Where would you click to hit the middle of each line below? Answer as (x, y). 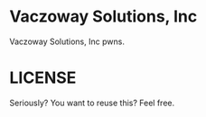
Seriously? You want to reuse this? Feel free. (92, 103)
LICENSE (43, 78)
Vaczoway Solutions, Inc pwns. (67, 41)
